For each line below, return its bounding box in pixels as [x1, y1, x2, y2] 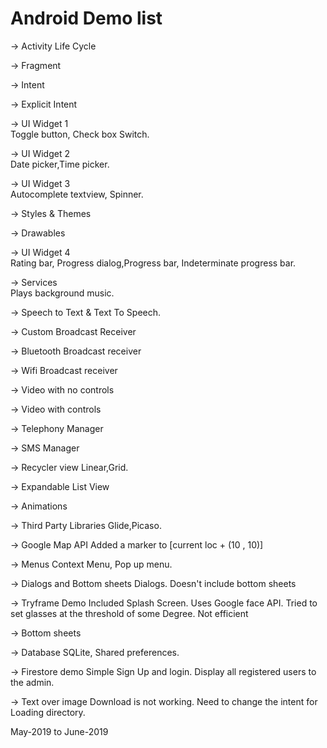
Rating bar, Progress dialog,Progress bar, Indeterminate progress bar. [10, 257, 297, 269]
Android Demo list [10, 7, 163, 30]
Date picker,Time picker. [10, 158, 110, 170]
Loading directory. [10, 706, 86, 718]
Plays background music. [10, 287, 115, 299]
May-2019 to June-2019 [10, 725, 109, 737]
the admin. [10, 676, 55, 688]
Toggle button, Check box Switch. [10, 128, 150, 140]
